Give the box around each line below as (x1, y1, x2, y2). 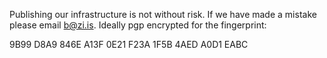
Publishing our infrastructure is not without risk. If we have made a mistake (9, 9, 317, 20)
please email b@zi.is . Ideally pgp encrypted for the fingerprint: (9, 19, 267, 31)
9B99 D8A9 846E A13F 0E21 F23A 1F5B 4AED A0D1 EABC (9, 39, 249, 50)
